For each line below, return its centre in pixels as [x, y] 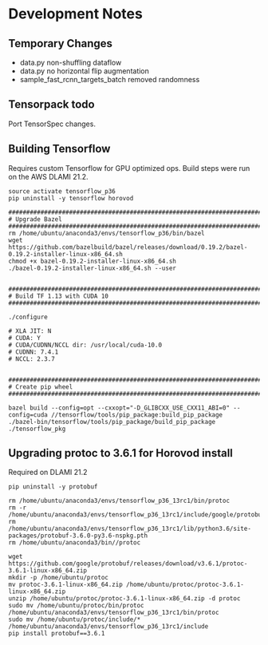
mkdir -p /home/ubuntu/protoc [59, 578]
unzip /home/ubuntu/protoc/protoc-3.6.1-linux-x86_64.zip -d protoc [124, 599]
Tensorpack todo [51, 105]
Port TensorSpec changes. [52, 124]
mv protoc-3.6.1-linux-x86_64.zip [66, 585]
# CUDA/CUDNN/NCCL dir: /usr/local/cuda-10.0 [85, 345]
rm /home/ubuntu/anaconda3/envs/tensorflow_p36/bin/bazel [106, 233]
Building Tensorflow [59, 149]
